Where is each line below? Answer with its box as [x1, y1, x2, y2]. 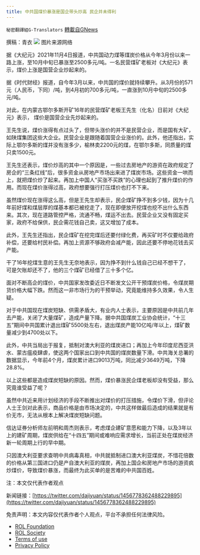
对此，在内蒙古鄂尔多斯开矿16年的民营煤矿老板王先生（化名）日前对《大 [6, 106, 184, 113]
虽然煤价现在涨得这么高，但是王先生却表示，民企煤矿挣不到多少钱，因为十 [6, 196, 189, 203]
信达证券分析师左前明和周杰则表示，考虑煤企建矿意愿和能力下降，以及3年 [6, 424, 187, 431]
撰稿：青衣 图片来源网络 [6, 38, 73, 45]
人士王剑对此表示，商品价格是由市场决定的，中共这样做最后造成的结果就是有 [6, 404, 194, 411]
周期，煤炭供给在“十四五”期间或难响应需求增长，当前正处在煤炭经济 [26, 431, 193, 438]
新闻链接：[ [6, 492, 35, 499]
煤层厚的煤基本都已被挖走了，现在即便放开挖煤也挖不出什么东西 [32, 204, 189, 211]
